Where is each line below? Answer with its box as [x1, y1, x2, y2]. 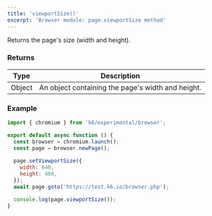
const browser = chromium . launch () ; [13, 138, 120, 145]
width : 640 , [19, 164, 54, 171]
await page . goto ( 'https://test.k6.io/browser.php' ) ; [13, 183, 170, 190]
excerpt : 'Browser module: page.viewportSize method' [7, 17, 167, 24]
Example [7, 103, 38, 113]
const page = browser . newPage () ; [13, 144, 111, 151]
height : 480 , [19, 171, 58, 178]
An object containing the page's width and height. [39, 83, 202, 92]
